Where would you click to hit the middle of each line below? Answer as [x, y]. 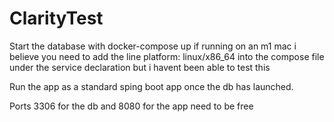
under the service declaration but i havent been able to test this [140, 67]
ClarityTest [56, 18]
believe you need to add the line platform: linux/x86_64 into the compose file [167, 56]
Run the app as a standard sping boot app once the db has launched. [151, 86]
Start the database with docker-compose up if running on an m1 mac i [153, 46]
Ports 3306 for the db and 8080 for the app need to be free [131, 106]
